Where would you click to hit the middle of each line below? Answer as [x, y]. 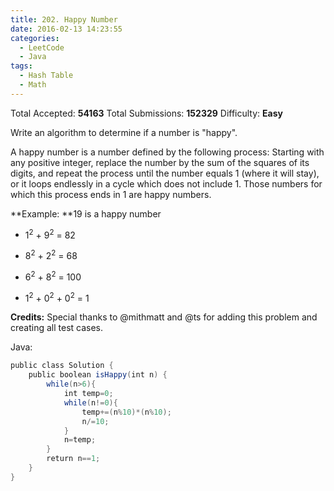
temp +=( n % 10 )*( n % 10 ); [126, 412]
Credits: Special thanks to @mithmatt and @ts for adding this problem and [164, 317]
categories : [35, 38]
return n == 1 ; [73, 459]
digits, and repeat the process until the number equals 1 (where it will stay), [165, 173]
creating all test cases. [57, 328]
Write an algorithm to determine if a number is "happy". [124, 132]
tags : [21, 66]
